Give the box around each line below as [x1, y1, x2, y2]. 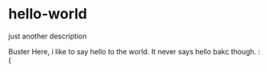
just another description [8, 31, 87, 41]
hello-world [8, 5, 88, 23]
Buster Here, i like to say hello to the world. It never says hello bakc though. [8, 46, 257, 56]
